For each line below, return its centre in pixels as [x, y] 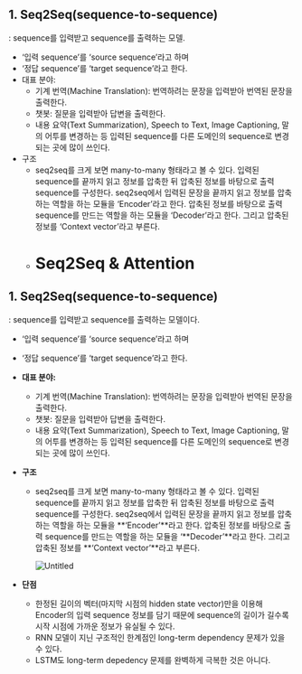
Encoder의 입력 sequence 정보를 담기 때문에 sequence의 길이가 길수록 [162, 614]
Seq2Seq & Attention [115, 263]
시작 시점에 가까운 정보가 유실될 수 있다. [105, 626]
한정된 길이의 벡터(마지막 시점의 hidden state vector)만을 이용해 [149, 604]
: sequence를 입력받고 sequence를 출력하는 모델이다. [104, 319]
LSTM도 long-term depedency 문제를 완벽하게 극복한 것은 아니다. [153, 660]
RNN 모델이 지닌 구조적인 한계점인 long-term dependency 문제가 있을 [160, 637]
